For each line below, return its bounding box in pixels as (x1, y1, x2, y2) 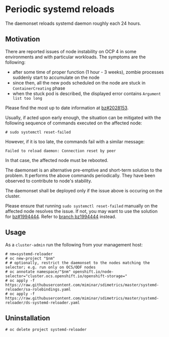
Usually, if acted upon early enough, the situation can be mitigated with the (5, 114, 161, 120)
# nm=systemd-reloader (5, 251, 53, 257)
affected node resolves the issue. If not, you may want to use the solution (5, 208, 158, 214)
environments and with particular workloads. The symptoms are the (5, 54, 146, 60)
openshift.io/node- (73, 269, 114, 274)
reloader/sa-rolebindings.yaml (5, 287, 71, 292)
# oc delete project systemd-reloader (5, 327, 87, 332)
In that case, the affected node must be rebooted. (5, 157, 108, 163)
